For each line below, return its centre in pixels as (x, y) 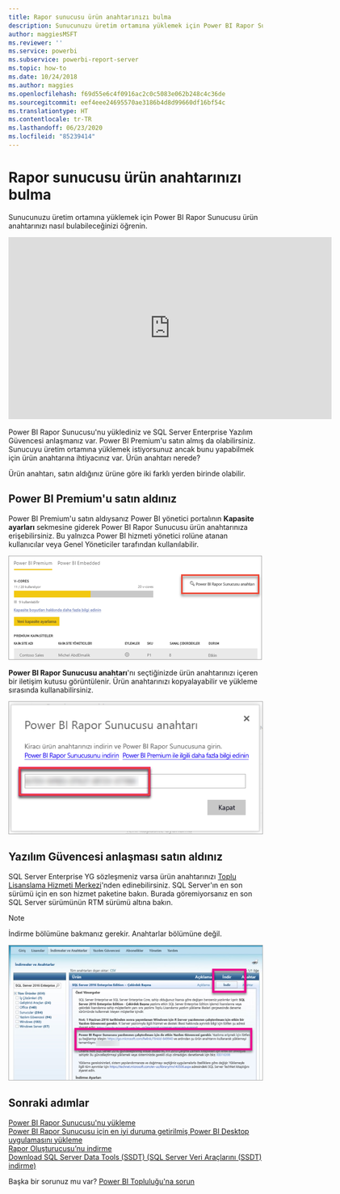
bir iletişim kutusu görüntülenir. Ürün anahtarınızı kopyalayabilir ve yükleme (133, 681)
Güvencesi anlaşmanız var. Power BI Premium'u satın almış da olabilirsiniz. (132, 440)
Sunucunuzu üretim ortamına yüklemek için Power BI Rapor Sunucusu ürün (133, 217)
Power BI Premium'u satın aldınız (93, 499)
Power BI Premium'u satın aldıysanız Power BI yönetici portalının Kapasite (131, 519)
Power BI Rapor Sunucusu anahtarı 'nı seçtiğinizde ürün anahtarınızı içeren (133, 672)
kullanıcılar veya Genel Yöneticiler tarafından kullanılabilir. (104, 544)
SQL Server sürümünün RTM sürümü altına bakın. (91, 902)
